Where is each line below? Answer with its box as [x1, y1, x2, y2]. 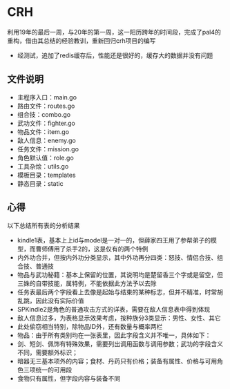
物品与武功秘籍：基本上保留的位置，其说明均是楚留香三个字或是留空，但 [17, 270, 223, 278]
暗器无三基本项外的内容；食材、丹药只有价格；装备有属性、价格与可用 [17, 357, 218, 365]
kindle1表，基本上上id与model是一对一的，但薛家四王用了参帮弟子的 [17, 236, 211, 244]
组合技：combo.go [17, 110, 71, 118]
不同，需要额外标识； [17, 348, 78, 357]
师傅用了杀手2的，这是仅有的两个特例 [41, 245, 148, 253]
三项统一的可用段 [23, 366, 73, 374]
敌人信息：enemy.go [17, 136, 76, 144]
